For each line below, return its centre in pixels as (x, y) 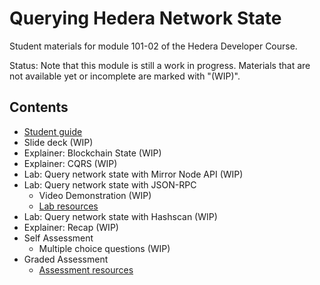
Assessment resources (86, 269)
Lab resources (68, 206)
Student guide (53, 131)
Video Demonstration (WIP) (95, 195)
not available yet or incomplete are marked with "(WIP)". (125, 76)
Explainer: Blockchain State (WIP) (92, 153)
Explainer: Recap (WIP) (71, 227)
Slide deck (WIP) (58, 142)
